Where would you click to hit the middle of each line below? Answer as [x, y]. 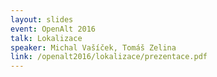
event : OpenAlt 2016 [53, 29]
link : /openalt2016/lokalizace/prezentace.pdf [109, 57]
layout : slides [42, 19]
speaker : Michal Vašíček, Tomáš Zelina [93, 47]
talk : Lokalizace [46, 38]
